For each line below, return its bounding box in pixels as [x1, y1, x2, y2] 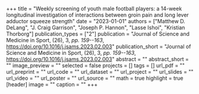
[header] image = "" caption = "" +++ [6, 81, 98, 88]
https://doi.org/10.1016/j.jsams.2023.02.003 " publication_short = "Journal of [6, 43, 191, 50]
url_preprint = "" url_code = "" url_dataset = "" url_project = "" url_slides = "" [6, 68, 194, 75]
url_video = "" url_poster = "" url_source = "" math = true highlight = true [6, 74, 184, 82]
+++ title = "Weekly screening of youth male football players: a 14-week [6, 5, 182, 12]
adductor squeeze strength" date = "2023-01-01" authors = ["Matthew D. [6, 18, 185, 24]
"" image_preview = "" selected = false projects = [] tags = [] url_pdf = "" [6, 62, 185, 69]
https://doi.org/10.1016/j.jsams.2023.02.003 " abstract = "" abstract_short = [6, 56, 189, 62]
